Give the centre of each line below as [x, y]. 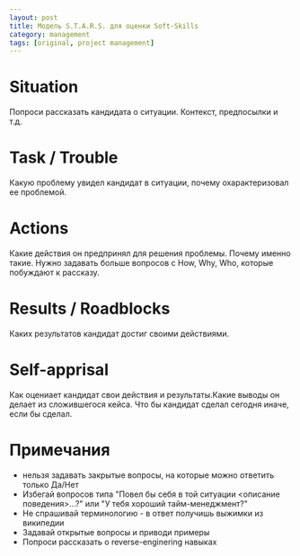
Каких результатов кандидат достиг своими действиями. [119, 334]
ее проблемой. [38, 192]
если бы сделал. [41, 413]
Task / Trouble [64, 158]
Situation [44, 87]
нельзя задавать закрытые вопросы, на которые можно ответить [148, 475]
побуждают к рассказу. [55, 273]
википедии [43, 523]
